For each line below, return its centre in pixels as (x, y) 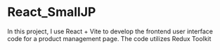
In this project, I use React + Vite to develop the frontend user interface (110, 31)
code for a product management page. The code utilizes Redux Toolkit (109, 38)
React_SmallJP (52, 12)
